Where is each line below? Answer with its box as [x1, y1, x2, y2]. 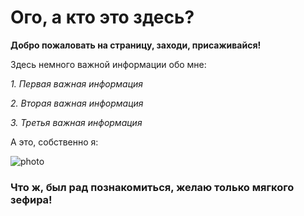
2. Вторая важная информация [10, 97, 144, 109]
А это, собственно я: [10, 136, 99, 148]
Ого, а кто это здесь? [10, 6, 195, 29]
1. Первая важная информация [10, 77, 144, 90]
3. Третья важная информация [10, 116, 143, 128]
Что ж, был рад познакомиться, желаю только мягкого [10, 180, 295, 194]
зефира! [10, 192, 53, 206]
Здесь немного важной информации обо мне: [10, 58, 207, 70]
